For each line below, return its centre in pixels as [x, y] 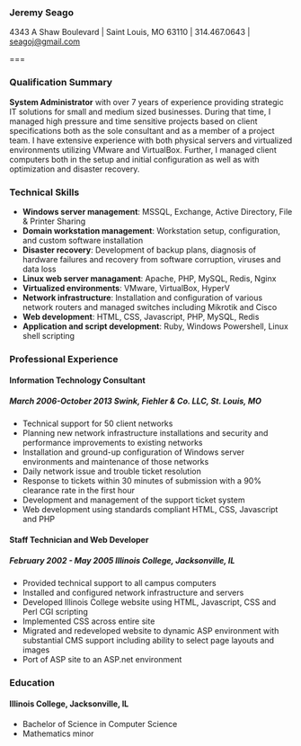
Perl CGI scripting [55, 611]
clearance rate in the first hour [79, 491]
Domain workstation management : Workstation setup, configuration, [151, 230]
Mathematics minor [58, 733]
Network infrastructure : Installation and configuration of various [142, 298]
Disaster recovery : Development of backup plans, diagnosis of [139, 250]
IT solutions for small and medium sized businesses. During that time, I [140, 111]
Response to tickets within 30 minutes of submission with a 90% [142, 481]
